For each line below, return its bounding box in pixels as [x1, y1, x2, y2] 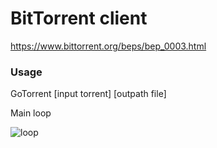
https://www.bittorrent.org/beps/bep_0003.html [10, 40, 207, 52]
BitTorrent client [10, 7, 148, 30]
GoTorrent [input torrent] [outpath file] [10, 88, 167, 100]
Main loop [10, 107, 52, 119]
